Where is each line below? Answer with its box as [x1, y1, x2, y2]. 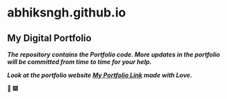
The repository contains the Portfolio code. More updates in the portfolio [7, 50, 221, 58]
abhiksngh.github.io [7, 5, 126, 21]
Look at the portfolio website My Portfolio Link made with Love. [7, 71, 193, 79]
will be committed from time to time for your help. [7, 58, 152, 66]
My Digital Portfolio [7, 32, 92, 44]
